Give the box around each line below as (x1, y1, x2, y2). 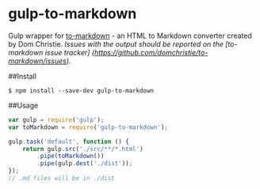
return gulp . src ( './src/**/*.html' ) (22, 145, 144, 153)
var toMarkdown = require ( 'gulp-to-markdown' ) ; (8, 123, 169, 131)
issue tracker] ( (44, 47, 95, 57)
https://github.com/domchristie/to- (94, 47, 208, 57)
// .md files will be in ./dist (8, 175, 115, 183)
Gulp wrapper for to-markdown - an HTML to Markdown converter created (8, 31, 252, 40)
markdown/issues (8, 56, 67, 66)
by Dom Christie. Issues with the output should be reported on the (8, 39, 224, 48)
